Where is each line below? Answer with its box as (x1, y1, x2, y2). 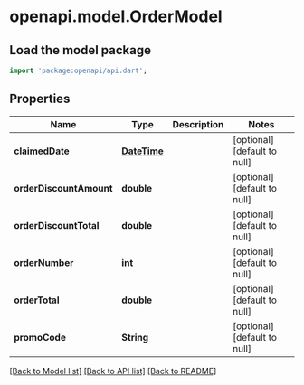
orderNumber (14, 256, 74, 268)
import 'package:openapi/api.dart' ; (9, 66, 147, 75)
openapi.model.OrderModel (9, 6, 223, 27)
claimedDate (14, 145, 70, 157)
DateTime (121, 145, 165, 157)
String (121, 331, 149, 343)
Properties (9, 91, 71, 107)
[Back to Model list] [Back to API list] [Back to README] (9, 365, 217, 376)
